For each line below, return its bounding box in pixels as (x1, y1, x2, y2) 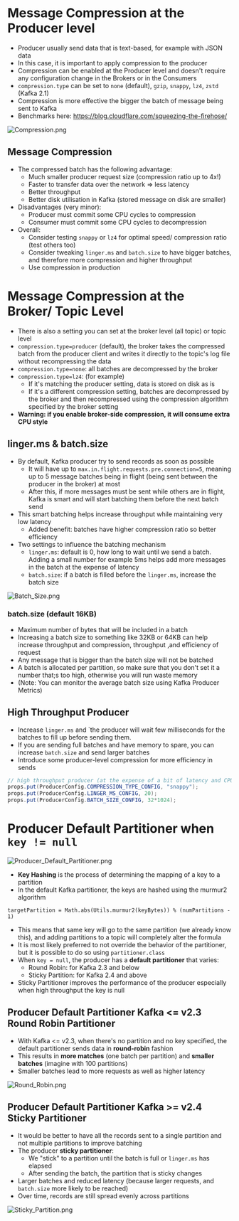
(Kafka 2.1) (17, 89, 49, 97)
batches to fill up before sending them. (17, 732, 132, 741)
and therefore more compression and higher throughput (28, 255, 193, 264)
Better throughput (28, 187, 81, 196)
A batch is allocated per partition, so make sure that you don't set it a (17, 663, 221, 671)
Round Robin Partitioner (7, 1018, 116, 1030)
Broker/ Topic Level (7, 303, 124, 319)
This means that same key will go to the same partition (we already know (17, 926, 232, 934)
